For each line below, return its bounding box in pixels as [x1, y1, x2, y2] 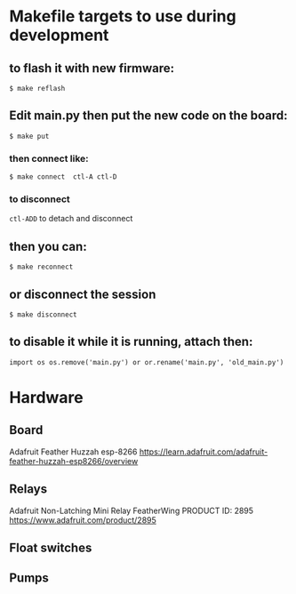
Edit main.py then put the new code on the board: [9, 108, 288, 124]
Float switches [9, 541, 92, 556]
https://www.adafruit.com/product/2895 [9, 514, 157, 526]
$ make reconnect [9, 262, 74, 272]
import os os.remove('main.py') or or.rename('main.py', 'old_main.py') [9, 357, 284, 366]
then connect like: [9, 152, 89, 165]
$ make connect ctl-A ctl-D [9, 173, 117, 181]
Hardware [9, 388, 84, 408]
